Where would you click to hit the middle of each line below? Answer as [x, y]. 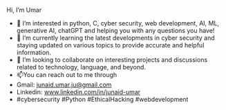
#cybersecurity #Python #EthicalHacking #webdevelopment [102, 99]
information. [34, 52]
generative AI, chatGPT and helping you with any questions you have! [115, 31]
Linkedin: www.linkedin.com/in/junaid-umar [78, 92]
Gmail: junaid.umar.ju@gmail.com [64, 85]
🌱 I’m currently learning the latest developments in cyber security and [115, 38]
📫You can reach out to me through [67, 75]
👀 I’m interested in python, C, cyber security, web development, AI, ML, [117, 23]
